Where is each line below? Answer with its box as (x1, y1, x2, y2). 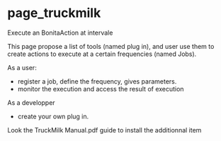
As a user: (7, 63, 37, 72)
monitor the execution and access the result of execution (17, 84, 184, 93)
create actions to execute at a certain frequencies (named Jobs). (7, 50, 197, 58)
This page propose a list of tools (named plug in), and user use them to (7, 42, 215, 50)
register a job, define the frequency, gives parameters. (17, 77, 177, 86)
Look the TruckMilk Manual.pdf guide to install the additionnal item (7, 125, 202, 134)
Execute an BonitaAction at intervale (7, 28, 113, 37)
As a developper (7, 98, 55, 107)
